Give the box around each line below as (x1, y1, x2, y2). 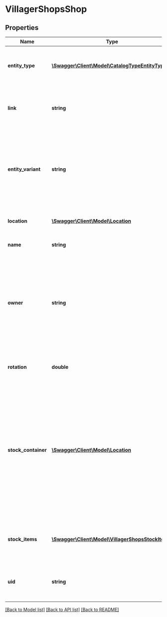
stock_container (7, 447, 47, 453)
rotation (7, 363, 27, 370)
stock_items (7, 536, 37, 543)
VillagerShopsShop (5, 3, 87, 15)
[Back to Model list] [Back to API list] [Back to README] (5, 607, 119, 613)
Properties (5, 23, 39, 32)
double (51, 363, 69, 370)
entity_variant (7, 166, 41, 173)
